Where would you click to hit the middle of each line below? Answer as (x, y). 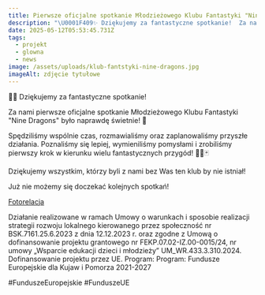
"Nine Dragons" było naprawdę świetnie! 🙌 (78, 120)
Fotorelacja (26, 201)
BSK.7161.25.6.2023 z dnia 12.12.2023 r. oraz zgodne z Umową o (113, 233)
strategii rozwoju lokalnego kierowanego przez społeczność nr (110, 225)
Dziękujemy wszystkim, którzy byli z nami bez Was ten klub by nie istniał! (127, 171)
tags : (17, 37)
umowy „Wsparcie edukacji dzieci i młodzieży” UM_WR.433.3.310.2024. (125, 250)
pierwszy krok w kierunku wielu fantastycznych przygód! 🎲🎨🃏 (108, 153)
